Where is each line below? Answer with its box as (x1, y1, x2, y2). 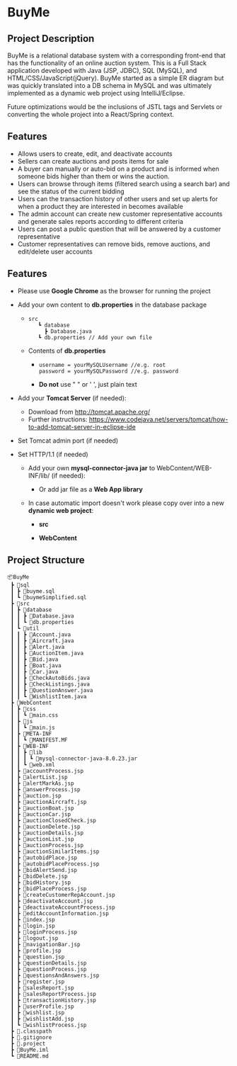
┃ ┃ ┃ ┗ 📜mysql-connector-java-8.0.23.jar (10, 755, 138, 762)
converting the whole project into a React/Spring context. (7, 110, 175, 118)
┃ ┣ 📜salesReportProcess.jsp (10, 991, 97, 998)
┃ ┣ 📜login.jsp (10, 922, 55, 930)
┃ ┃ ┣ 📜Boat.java (10, 662, 62, 669)
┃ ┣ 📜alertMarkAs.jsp (10, 780, 74, 787)
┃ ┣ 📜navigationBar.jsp (10, 941, 81, 948)
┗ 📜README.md (10, 1053, 50, 1060)
